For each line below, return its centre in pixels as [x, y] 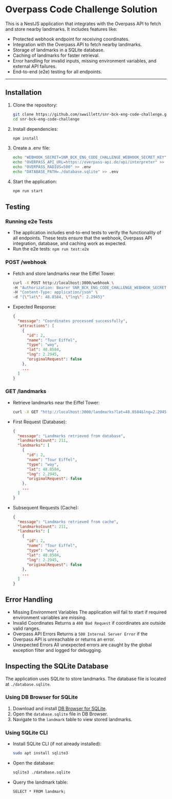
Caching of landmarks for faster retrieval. [56, 55]
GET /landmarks [26, 392]
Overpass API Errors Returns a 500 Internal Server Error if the [80, 633]
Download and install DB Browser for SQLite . [60, 708]
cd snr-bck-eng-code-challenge [46, 119]
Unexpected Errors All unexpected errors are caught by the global [82, 645]
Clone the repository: [35, 105]
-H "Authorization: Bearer [41, 288]
